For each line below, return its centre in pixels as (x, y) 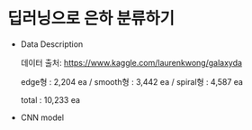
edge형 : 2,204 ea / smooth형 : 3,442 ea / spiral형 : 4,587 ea (132, 81)
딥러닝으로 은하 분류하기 (91, 19)
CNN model (42, 117)
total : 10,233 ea (50, 99)
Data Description (52, 44)
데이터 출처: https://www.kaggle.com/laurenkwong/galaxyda (131, 62)
